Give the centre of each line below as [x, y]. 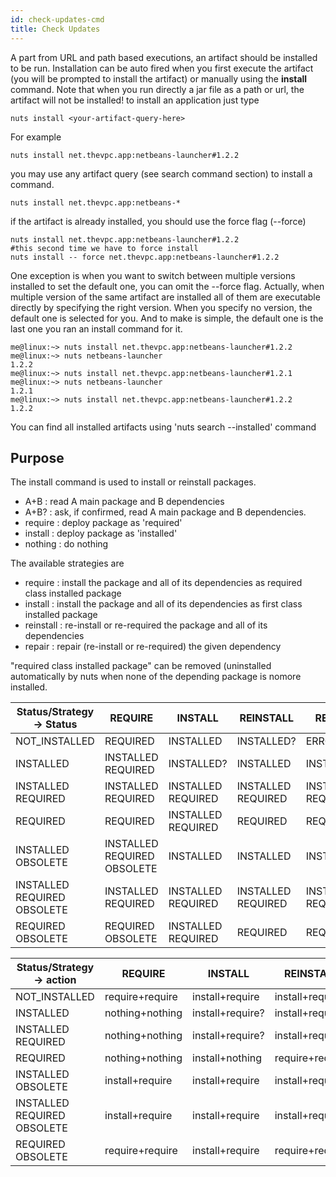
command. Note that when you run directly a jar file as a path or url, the [157, 89]
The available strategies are [67, 563]
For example [36, 137]
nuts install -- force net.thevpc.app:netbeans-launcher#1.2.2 [145, 257]
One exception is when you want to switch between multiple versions [153, 275]
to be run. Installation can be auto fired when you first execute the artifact [162, 68]
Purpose [37, 457]
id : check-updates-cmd [57, 19]
